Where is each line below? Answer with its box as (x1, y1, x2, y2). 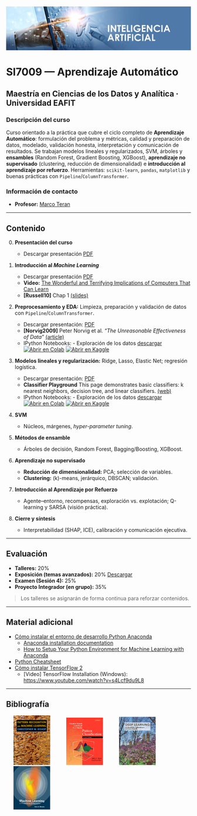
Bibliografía (6, 700, 50, 710)
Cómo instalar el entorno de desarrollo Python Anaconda (14, 633, 152, 640)
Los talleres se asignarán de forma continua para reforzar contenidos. (20, 595, 189, 602)
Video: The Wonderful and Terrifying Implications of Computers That (23, 279, 191, 287)
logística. (14, 364, 37, 371)
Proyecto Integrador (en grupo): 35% (14, 583, 107, 590)
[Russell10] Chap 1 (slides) (23, 292, 89, 299)
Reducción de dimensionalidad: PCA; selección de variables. (23, 468, 173, 475)
